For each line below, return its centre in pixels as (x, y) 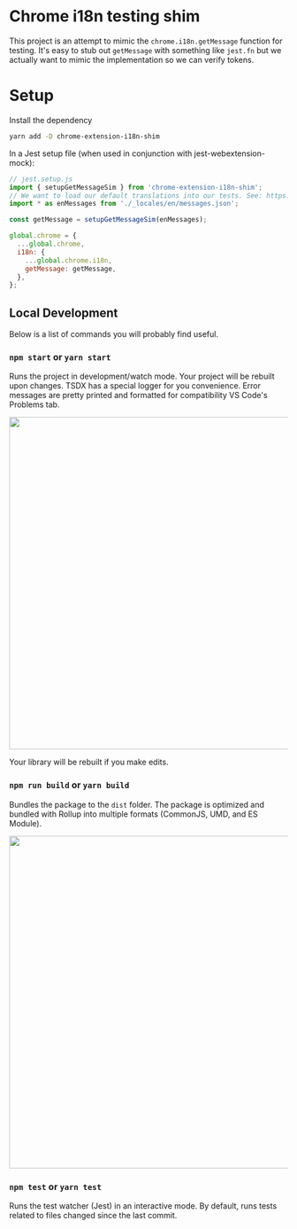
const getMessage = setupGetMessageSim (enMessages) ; (108, 220)
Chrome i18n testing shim (105, 16)
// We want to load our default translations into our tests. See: (136, 196)
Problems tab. (34, 404)
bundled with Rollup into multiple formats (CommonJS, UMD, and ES (133, 814)
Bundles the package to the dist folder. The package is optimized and (137, 804)
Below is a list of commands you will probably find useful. (114, 334)
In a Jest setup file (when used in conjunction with (101, 153)
